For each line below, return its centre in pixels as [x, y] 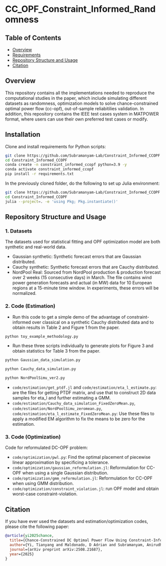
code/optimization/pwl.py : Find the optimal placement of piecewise [81, 457]
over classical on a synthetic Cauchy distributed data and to [93, 322]
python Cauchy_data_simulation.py [41, 369]
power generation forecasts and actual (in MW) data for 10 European [82, 283]
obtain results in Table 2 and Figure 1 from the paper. [66, 327]
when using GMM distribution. [43, 484]
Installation [23, 135]
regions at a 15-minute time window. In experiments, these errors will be [85, 288]
